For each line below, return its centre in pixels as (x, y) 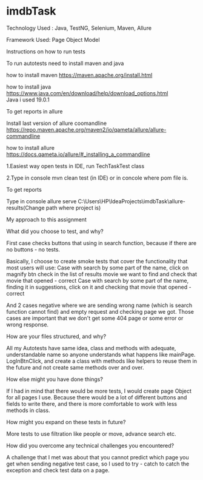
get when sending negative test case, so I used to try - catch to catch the (98, 464)
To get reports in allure (35, 111)
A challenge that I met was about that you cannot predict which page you (98, 457)
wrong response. (28, 324)
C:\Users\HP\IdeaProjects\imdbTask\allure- (132, 201)
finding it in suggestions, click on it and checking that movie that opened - (99, 287)
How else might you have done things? (55, 379)
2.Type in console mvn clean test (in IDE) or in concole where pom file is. (97, 178)
